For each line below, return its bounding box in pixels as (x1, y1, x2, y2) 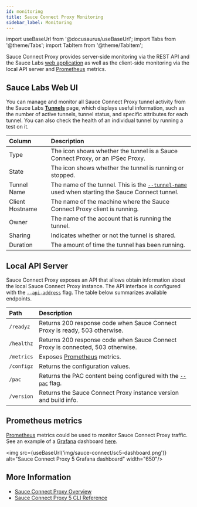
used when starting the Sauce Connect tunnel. (50, 188, 179, 197)
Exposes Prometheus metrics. (39, 353, 121, 361)
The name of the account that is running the (50, 215, 172, 223)
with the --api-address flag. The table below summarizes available (6, 289, 167, 296)
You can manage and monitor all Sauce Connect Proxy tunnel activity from (6, 98, 186, 106)
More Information (6, 472, 72, 482)
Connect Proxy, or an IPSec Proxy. (50, 154, 145, 163)
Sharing (9, 231, 31, 239)
